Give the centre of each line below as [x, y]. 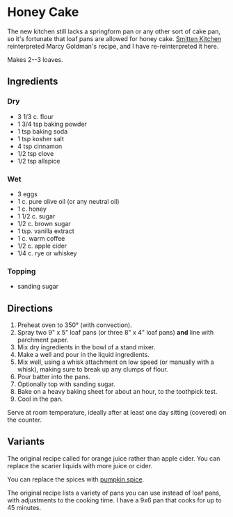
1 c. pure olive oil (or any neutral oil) [68, 201]
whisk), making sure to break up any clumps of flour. [93, 369]
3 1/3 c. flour [35, 116]
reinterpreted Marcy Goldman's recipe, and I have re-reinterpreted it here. [113, 46]
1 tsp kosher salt [40, 138]
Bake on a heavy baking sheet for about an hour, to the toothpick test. [117, 392]
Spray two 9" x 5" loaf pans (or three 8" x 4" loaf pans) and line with [115, 333]
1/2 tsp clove [35, 153]
